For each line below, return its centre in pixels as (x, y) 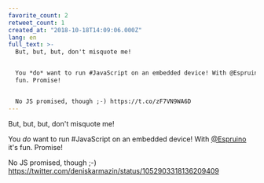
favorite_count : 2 (38, 15)
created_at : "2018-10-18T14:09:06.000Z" (75, 30)
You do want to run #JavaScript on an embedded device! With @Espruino (127, 139)
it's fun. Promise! (35, 147)
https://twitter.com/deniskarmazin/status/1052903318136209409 (114, 170)
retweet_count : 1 (37, 23)
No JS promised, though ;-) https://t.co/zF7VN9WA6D (103, 101)
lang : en (22, 37)
